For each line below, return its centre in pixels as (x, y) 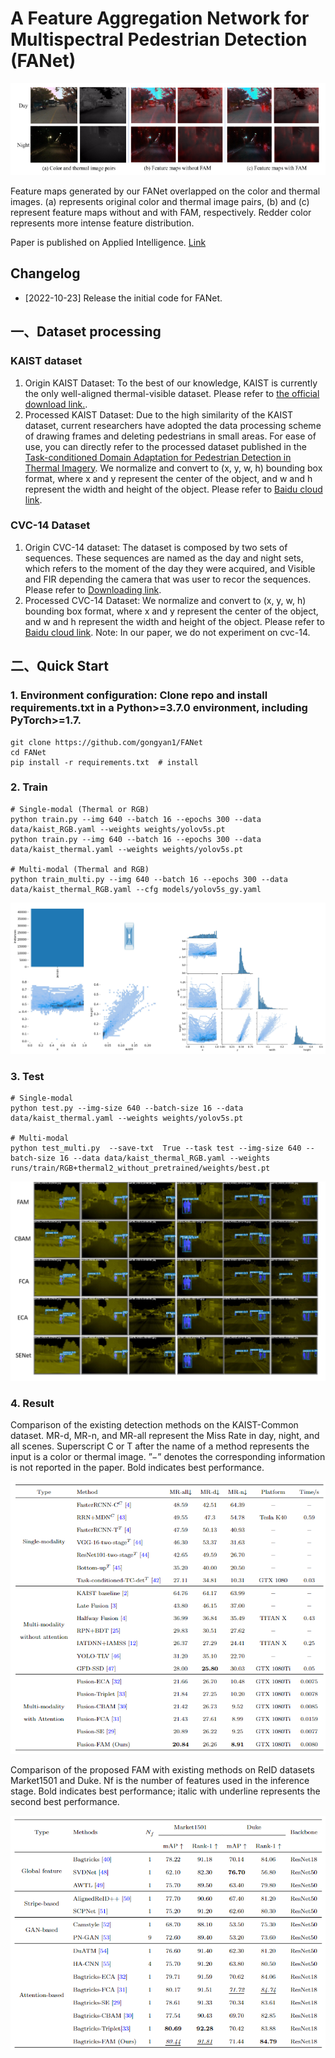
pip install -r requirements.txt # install (104, 762)
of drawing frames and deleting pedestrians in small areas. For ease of (170, 436)
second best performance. (65, 1801)
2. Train (29, 787)
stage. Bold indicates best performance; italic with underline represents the (165, 1791)
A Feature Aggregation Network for (160, 18)
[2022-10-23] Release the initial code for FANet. (123, 298)
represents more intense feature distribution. (102, 223)
